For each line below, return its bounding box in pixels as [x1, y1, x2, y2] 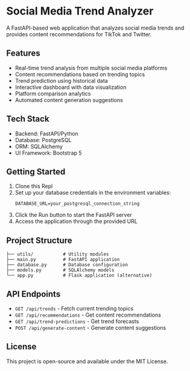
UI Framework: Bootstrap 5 [14, 149, 83, 156]
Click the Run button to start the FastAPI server [14, 211, 133, 219]
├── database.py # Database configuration [6, 262, 128, 268]
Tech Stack [6, 114, 49, 124]
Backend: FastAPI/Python [14, 130, 78, 137]
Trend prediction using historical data [14, 77, 109, 84]
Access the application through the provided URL [14, 218, 138, 225]
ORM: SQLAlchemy [14, 143, 63, 150]
